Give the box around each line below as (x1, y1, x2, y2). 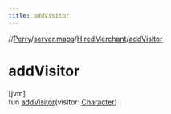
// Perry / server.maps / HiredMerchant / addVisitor (8, 34, 163, 43)
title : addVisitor (8, 11, 70, 20)
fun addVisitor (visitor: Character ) (8, 97, 118, 107)
